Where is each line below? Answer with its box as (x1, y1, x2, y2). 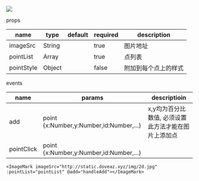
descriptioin (151, 93, 187, 102)
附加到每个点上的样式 (124, 64, 184, 72)
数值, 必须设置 (147, 114, 187, 121)
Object (43, 64, 62, 72)
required (94, 31, 118, 38)
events (6, 80, 23, 86)
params (81, 93, 104, 102)
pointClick (9, 145, 37, 153)
